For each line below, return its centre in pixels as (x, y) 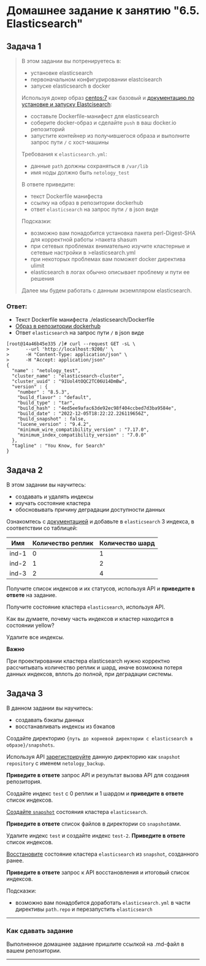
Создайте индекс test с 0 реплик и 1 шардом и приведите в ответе (95, 793)
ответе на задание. (32, 595)
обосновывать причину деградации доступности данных (90, 510)
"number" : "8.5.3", (44, 392)
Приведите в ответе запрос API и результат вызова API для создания (98, 775)
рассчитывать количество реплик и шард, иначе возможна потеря (94, 667)
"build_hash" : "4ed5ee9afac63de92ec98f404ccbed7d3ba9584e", (97, 408)
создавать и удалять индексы (54, 496)
